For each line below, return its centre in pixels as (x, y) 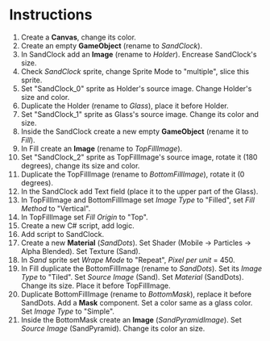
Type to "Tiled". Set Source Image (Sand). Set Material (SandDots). (132, 277)
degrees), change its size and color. (80, 165)
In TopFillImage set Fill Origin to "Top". (84, 217)
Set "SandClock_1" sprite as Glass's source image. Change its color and (139, 114)
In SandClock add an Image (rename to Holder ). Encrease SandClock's (139, 54)
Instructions (51, 15)
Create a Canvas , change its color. (78, 37)
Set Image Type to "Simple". (68, 311)
